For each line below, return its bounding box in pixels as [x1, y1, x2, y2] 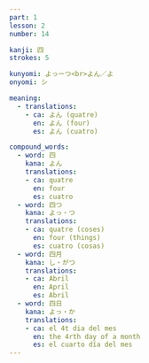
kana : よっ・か [25, 307, 75, 316]
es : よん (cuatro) [32, 127, 98, 135]
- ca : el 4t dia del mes [25, 324, 117, 333]
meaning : [9, 94, 42, 103]
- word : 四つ [17, 200, 63, 209]
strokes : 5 [9, 54, 50, 63]
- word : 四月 [17, 250, 63, 259]
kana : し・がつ [25, 258, 76, 266]
